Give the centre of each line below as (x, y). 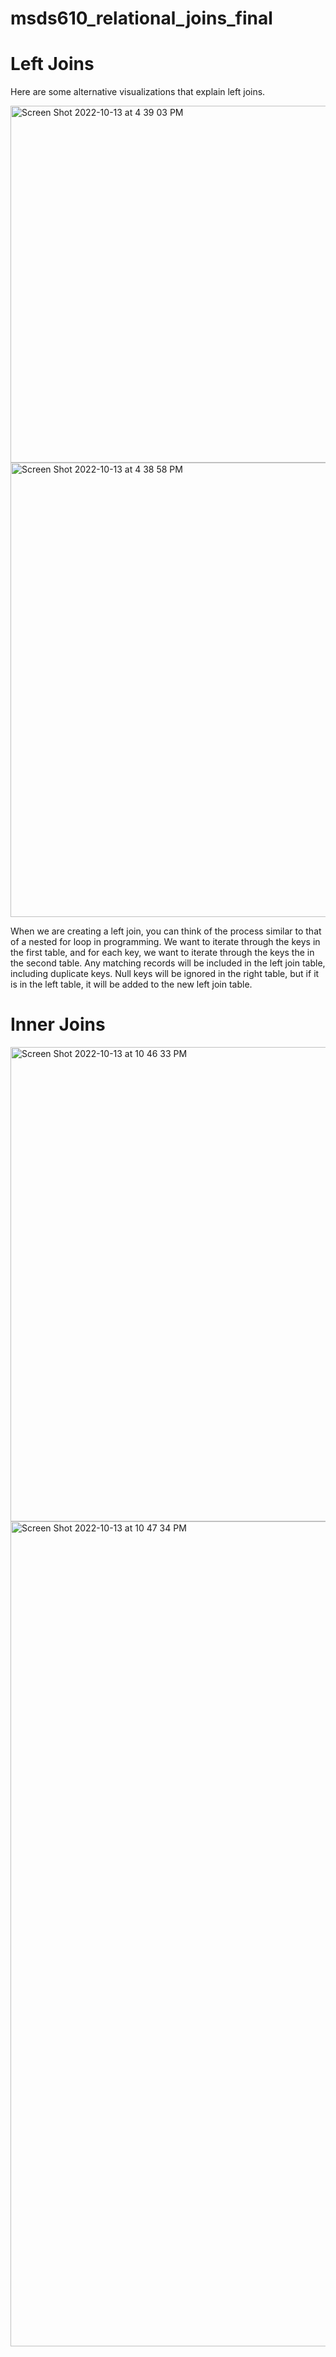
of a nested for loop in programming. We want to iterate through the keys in (165, 942)
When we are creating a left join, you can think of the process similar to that (166, 931)
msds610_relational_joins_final (141, 18)
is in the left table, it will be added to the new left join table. (131, 984)
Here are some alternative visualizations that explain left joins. (138, 92)
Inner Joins (58, 1024)
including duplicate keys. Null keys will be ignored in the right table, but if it (165, 974)
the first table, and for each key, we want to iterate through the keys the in (162, 953)
